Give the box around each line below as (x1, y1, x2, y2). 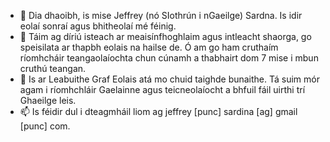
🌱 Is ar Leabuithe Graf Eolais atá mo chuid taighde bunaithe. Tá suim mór (19, 73, 320, 85)
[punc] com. (19, 120, 71, 132)
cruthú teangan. (19, 63, 87, 74)
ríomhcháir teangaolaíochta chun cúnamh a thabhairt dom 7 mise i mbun (19, 52, 319, 64)
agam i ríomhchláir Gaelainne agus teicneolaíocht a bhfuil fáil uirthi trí (19, 84, 306, 95)
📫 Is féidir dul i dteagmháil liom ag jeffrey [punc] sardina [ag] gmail (19, 106, 298, 117)
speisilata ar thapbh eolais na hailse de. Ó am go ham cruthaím (19, 41, 279, 53)
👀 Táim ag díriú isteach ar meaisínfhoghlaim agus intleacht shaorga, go (19, 31, 312, 42)
